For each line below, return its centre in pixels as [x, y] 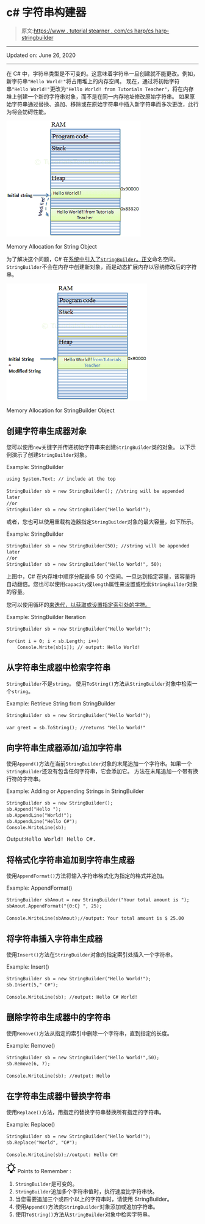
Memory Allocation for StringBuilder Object [60, 410]
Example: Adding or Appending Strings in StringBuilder [75, 791]
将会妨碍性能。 [30, 111]
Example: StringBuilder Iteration [46, 617]
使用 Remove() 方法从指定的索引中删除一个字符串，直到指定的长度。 [89, 1033]
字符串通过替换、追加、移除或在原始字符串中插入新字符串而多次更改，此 [102, 104]
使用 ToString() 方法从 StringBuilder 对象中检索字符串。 [84, 1214]
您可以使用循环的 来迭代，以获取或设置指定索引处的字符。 [78, 604]
